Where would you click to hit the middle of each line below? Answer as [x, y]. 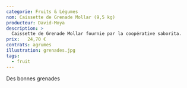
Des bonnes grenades [33, 78]
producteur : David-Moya [36, 23]
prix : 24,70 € [26, 39]
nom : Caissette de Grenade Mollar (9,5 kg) [61, 17]
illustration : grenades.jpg [41, 51]
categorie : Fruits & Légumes [42, 12]
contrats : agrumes [29, 45]
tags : [13, 56]
